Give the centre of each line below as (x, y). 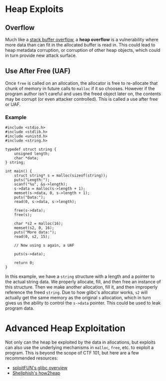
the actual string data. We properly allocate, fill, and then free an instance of (83, 282)
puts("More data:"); (35, 232)
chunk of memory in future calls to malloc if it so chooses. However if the (80, 88)
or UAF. (13, 104)
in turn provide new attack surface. (41, 55)
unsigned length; (32, 154)
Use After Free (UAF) (38, 71)
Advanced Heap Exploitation (65, 328)
